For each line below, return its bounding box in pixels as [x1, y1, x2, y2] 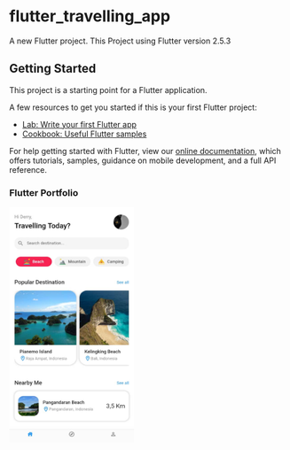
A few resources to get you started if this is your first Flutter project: [9, 102, 257, 112]
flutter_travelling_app [9, 6, 171, 27]
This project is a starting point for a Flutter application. [9, 84, 208, 95]
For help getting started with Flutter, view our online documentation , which [9, 145, 282, 156]
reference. [9, 164, 47, 175]
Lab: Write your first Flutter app [21, 119, 137, 129]
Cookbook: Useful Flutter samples [21, 128, 147, 139]
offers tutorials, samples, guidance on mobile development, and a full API [9, 155, 277, 166]
